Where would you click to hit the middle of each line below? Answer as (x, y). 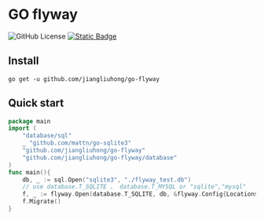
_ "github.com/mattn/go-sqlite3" (77, 143)
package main (29, 121)
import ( (22, 128)
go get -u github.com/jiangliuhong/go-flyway (84, 79)
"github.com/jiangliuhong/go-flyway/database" (100, 158)
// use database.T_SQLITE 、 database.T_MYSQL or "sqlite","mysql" (134, 187)
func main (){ (29, 172)
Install (24, 61)
